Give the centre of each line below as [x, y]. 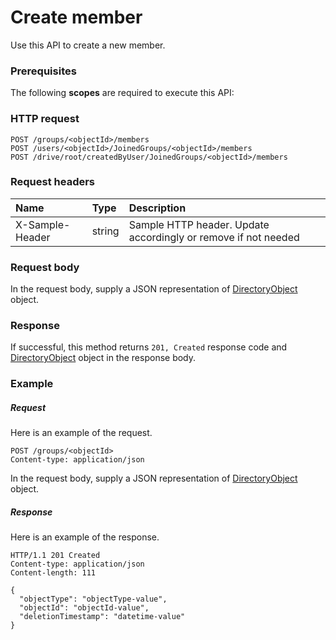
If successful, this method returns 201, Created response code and [149, 347]
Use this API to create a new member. [88, 45]
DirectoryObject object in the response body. [103, 358]
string [105, 231]
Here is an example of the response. [85, 537]
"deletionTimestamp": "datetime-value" [102, 617]
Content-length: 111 [53, 573]
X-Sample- [43, 224]
